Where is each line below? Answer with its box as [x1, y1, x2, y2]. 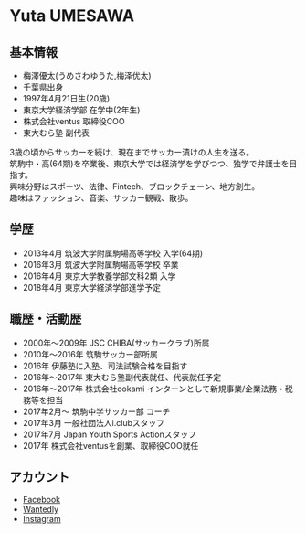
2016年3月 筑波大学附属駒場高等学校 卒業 [22, 259, 180, 270]
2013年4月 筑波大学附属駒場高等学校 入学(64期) [22, 248, 204, 259]
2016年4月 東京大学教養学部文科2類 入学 [22, 271, 176, 282]
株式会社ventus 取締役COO [22, 116, 125, 126]
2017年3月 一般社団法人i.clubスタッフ [22, 417, 165, 428]
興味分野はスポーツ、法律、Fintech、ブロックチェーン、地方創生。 [9, 181, 260, 192]
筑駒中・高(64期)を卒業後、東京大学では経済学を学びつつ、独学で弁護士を [9, 158, 290, 169]
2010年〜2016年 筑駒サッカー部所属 [22, 348, 158, 359]
